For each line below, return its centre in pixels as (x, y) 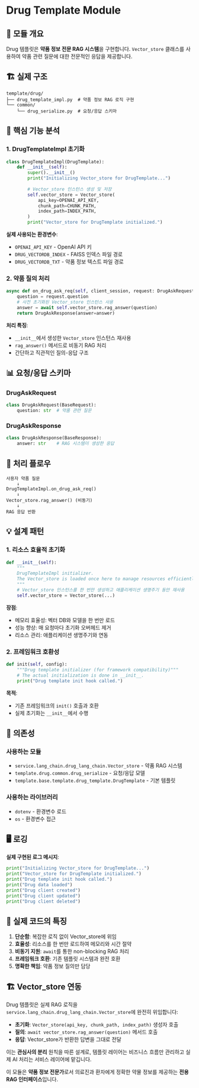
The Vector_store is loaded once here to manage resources (91, 579)
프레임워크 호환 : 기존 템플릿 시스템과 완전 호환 (68, 959)
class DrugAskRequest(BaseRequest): (51, 405)
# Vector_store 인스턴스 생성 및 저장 (70, 189)
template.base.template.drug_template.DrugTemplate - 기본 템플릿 (95, 780)
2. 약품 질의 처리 (28, 278)
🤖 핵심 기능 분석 (33, 131)
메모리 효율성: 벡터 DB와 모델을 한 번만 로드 (65, 620)
